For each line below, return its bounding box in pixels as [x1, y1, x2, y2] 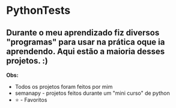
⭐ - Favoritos [14, 97, 47, 103]
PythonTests [6, 4, 71, 17]
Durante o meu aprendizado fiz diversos [6, 28, 160, 38]
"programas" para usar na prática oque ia [6, 37, 165, 47]
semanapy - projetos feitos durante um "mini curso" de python [14, 89, 170, 97]
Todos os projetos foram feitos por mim [14, 83, 113, 90]
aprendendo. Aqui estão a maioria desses [6, 46, 165, 56]
